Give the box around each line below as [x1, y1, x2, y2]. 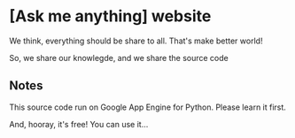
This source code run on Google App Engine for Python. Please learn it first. [9, 102, 286, 112]
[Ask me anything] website [9, 6, 212, 27]
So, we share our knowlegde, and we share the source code [9, 52, 229, 63]
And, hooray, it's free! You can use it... [9, 119, 149, 129]
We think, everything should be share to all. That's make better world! [9, 35, 263, 46]
